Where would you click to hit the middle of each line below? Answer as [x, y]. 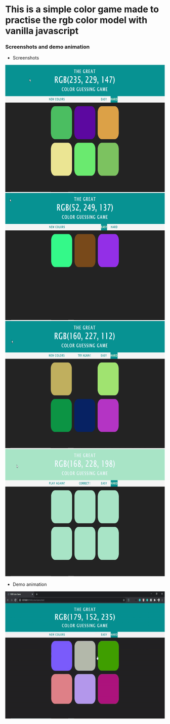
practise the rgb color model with [76, 20]
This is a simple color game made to [82, 9]
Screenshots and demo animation [48, 47]
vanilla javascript [42, 31]
